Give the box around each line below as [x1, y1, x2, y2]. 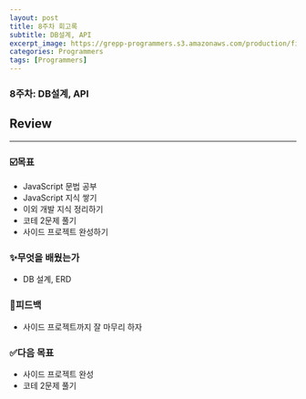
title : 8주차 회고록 [9, 22, 78, 31]
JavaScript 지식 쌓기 [22, 192, 97, 203]
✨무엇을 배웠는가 [9, 251, 80, 264]
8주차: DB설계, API [9, 87, 89, 100]
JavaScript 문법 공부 [22, 181, 97, 192]
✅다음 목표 [9, 346, 55, 359]
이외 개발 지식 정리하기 [22, 204, 104, 215]
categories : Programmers [9, 47, 104, 56]
